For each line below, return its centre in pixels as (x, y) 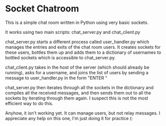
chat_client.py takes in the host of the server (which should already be (77, 67)
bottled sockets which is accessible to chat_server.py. (61, 57)
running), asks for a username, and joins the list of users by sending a (77, 72)
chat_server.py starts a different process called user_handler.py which (77, 42)
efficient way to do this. (29, 103)
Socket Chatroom (42, 9)
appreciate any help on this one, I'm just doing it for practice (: (69, 118)
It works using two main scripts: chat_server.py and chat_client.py (73, 32)
